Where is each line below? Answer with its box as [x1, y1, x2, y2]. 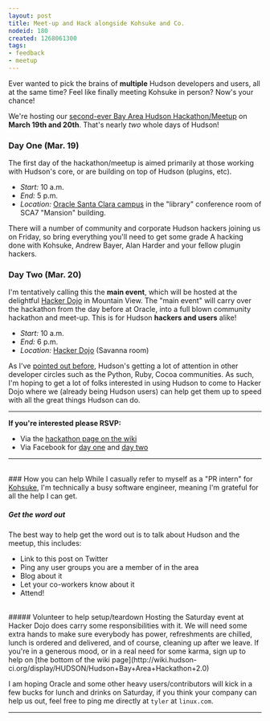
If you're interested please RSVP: [8, 419, 122, 428]
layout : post [8, 11, 52, 20]
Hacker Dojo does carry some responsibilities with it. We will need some [8, 621, 247, 631]
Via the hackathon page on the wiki [19, 434, 137, 444]
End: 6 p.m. [19, 337, 59, 346]
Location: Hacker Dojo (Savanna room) [19, 346, 149, 355]
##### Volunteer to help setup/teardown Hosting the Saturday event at [8, 612, 244, 622]
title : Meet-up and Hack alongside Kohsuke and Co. [8, 19, 185, 27]
